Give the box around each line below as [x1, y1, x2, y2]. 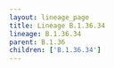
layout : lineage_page [9, 12, 90, 22]
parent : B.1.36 [9, 37, 66, 47]
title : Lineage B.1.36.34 [9, 21, 105, 30]
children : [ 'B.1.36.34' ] [9, 46, 102, 55]
